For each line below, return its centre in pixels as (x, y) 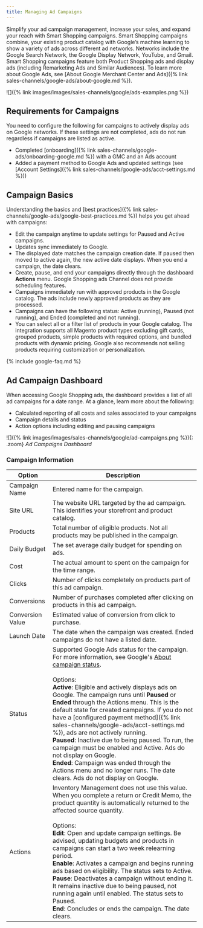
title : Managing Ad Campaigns (44, 12)
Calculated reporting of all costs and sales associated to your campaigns (105, 413)
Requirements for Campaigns (63, 112)
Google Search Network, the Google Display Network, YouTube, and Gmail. (100, 54)
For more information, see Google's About (112, 657)
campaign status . (77, 664)
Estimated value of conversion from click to (114, 615)
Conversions (27, 601)
